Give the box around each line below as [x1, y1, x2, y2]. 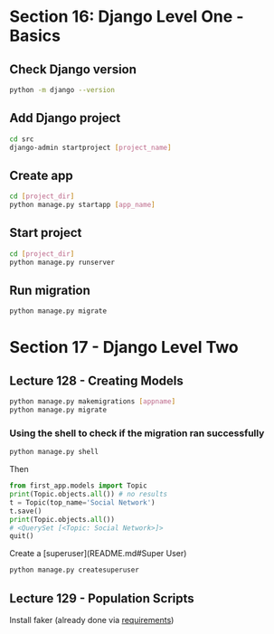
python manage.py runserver [9, 258, 116, 267]
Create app [9, 167, 74, 183]
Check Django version [9, 62, 137, 77]
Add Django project [9, 110, 121, 126]
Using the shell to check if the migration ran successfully [9, 427, 265, 440]
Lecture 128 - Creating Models [9, 373, 184, 388]
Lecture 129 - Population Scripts [9, 591, 194, 606]
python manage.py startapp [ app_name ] [9, 201, 156, 210]
